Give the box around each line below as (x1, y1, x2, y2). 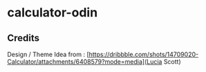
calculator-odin (7, 5, 98, 21)
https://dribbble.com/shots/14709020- (88, 50, 199, 58)
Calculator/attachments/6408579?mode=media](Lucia (7, 58, 162, 66)
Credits (7, 32, 40, 44)
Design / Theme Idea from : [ (7, 50, 89, 58)
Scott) (163, 58, 181, 66)
